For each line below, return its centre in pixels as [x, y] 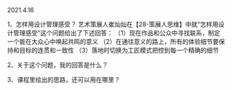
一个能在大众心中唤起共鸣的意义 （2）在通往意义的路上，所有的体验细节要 [113, 42]
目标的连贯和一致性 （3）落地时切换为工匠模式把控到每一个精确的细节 [119, 50]
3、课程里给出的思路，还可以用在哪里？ [64, 80]
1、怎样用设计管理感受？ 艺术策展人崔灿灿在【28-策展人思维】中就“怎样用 [113, 24]
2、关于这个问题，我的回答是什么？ [58, 65]
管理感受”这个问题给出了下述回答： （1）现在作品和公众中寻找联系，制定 [116, 33]
